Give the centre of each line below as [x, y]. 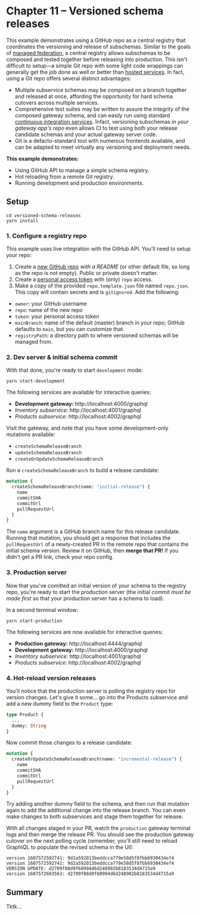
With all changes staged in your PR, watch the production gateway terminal [98, 828]
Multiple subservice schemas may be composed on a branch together [101, 90]
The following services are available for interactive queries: [79, 392]
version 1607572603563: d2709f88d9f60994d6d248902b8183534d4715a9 [90, 874]
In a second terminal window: [42, 610]
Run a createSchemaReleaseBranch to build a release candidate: [83, 470]
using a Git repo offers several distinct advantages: [69, 78]
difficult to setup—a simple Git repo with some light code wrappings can [95, 65]
